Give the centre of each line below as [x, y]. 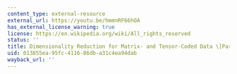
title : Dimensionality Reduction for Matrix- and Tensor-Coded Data [110, 47]
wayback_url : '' [31, 60]
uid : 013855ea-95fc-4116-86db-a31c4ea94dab [72, 54]
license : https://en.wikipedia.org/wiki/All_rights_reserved [99, 33]
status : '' [23, 40]
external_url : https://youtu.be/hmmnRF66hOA [74, 20]
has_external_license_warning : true [61, 27]
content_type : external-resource [56, 14]
